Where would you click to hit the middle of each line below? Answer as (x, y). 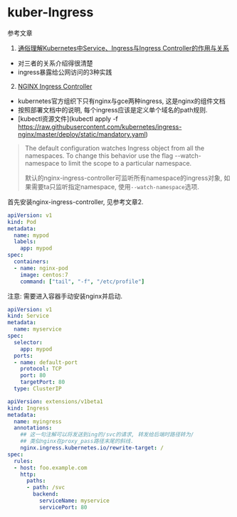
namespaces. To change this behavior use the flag (99, 155)
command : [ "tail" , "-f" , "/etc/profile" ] (82, 282)
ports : (23, 356)
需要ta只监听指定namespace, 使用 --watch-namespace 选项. (115, 186)
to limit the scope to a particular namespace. (126, 163)
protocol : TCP (41, 369)
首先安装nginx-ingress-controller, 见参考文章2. (75, 202)
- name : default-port (46, 362)
